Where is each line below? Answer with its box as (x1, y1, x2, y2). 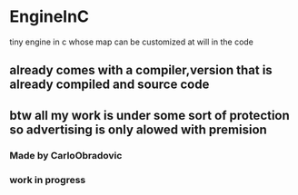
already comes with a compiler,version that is (9, 63, 273, 78)
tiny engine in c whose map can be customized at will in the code (9, 36, 254, 47)
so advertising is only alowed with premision (9, 122, 268, 137)
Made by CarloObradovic (9, 149, 123, 161)
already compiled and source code (9, 77, 210, 93)
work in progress (9, 173, 86, 186)
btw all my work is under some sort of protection (9, 107, 291, 123)
